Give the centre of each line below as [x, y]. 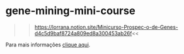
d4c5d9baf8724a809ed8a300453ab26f [83, 33]
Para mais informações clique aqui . [48, 45]
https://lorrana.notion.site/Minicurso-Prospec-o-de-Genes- [106, 27]
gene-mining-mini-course [71, 11]
